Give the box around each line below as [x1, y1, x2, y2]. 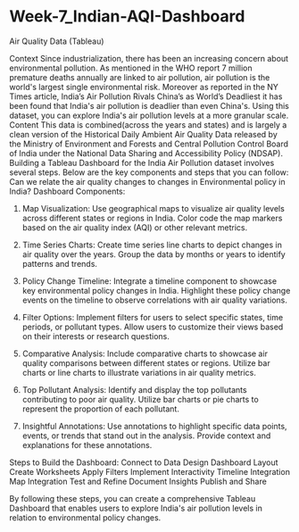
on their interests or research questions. [21, 330, 170, 341]
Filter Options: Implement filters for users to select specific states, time [21, 312, 284, 322]
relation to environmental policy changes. [9, 511, 162, 523]
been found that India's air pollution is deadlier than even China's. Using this [9, 100, 290, 111]
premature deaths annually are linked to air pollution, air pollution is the [9, 71, 270, 82]
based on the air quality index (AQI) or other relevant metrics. [21, 221, 248, 233]
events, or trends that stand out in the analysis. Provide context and [21, 430, 271, 441]
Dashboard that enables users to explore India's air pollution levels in [9, 503, 263, 513]
